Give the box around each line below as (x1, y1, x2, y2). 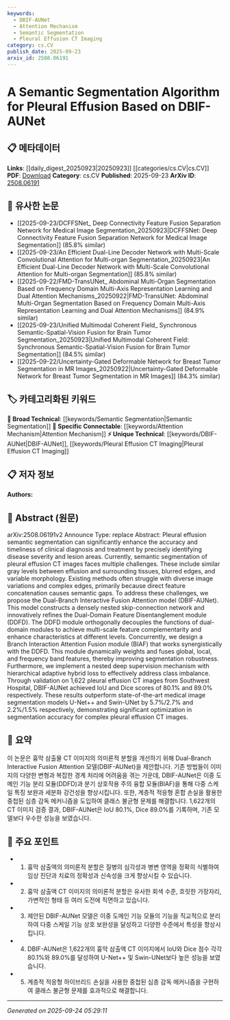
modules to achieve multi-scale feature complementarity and (29, 626, 202, 633)
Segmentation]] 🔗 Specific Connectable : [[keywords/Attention (7, 423, 183, 431)
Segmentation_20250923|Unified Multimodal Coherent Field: (16, 335, 190, 344)
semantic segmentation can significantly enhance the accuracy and (7, 538, 199, 546)
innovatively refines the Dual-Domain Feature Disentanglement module (7, 611, 207, 619)
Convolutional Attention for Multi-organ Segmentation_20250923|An (16, 255, 211, 263)
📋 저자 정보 (7, 469, 55, 480)
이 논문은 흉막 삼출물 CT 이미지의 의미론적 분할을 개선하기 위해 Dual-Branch (7, 754, 212, 762)
